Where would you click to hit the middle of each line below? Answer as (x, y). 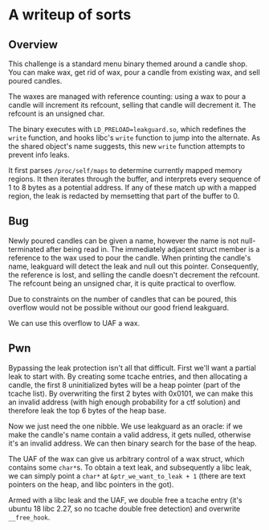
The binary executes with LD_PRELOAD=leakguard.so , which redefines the (127, 129)
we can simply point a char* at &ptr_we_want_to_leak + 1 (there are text (127, 475)
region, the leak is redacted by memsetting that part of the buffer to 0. (124, 196)
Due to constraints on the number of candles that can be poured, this (122, 298)
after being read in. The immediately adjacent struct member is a (153, 249)
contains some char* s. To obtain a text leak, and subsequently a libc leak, (130, 467)
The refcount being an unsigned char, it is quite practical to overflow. (122, 283)
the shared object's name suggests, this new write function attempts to (127, 146)
